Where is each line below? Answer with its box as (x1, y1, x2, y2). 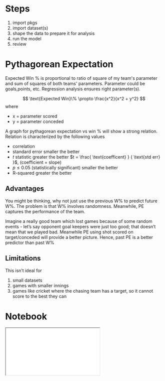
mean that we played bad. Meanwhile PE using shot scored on (5, 229, 133, 235)
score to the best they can (12, 293, 66, 299)
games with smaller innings (12, 282, 69, 289)
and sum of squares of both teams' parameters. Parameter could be (5, 80, 145, 86)
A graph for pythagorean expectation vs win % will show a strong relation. (5, 128, 158, 134)
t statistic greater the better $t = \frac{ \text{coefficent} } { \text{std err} (12, 154, 160, 160)
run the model (12, 36, 41, 42)
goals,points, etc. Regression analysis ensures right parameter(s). (5, 86, 141, 92)
